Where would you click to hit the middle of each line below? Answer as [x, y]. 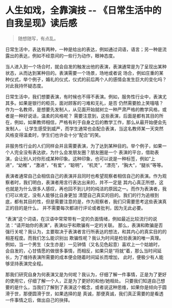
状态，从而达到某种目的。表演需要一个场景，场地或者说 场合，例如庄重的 [82, 73]
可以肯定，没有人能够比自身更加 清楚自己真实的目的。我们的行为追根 [82, 195]
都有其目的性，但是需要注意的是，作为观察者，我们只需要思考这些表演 [88, 201]
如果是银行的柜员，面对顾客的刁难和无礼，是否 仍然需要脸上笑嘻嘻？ [91, 103]
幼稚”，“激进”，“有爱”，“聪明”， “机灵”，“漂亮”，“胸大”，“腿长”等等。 [92, 165]
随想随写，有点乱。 [38, 38]
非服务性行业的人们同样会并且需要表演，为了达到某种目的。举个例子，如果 [84, 146]
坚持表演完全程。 [28, 263]
